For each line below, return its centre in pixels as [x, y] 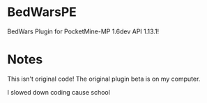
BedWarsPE [42, 12]
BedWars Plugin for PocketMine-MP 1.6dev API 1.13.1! [83, 31]
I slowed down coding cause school [59, 92]
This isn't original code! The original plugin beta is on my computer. [104, 79]
